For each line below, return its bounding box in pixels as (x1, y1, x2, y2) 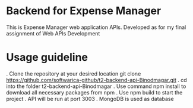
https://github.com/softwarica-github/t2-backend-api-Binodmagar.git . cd (6, 76, 187, 83)
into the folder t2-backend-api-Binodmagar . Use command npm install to (6, 83, 186, 90)
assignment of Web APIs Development (6, 30, 100, 37)
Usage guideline (6, 51, 88, 64)
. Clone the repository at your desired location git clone (6, 70, 141, 77)
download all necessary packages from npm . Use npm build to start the (6, 89, 183, 96)
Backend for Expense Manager (6, 4, 162, 18)
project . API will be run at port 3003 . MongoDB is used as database (6, 95, 174, 102)
